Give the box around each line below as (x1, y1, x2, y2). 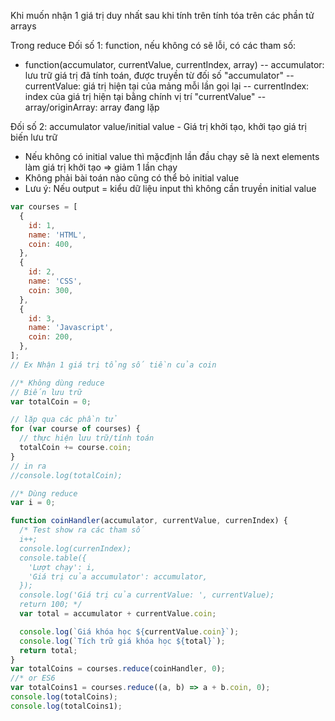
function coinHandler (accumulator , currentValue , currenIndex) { (10, 516, 288, 526)
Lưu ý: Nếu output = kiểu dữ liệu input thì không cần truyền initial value (24, 183, 317, 194)
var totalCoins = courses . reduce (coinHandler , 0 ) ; (10, 664, 226, 674)
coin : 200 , (28, 332, 74, 342)
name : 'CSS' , (28, 276, 83, 286)
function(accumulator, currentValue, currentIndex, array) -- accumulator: (24, 59, 325, 70)
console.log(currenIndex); (19, 543, 132, 554)
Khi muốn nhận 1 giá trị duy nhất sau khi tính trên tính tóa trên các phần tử (10, 10, 315, 21)
